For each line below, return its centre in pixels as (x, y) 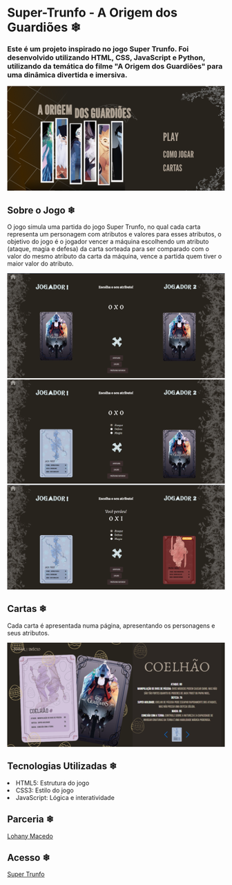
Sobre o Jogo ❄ (41, 210)
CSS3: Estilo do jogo (45, 790)
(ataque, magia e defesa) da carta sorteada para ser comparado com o (108, 249)
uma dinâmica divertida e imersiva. (67, 75)
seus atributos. (28, 633)
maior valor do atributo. (40, 263)
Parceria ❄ (30, 820)
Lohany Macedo (30, 836)
